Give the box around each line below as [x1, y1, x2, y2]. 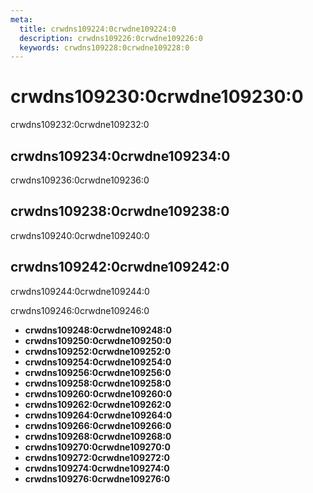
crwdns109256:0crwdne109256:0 [24, 366, 172, 378]
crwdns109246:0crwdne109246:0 [10, 304, 150, 316]
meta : [10, 14, 33, 25]
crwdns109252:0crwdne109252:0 [24, 345, 172, 357]
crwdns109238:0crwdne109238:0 [10, 203, 230, 220]
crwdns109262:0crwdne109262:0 [24, 398, 172, 410]
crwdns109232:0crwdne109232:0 [10, 119, 150, 131]
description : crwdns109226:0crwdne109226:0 [19, 33, 203, 43]
